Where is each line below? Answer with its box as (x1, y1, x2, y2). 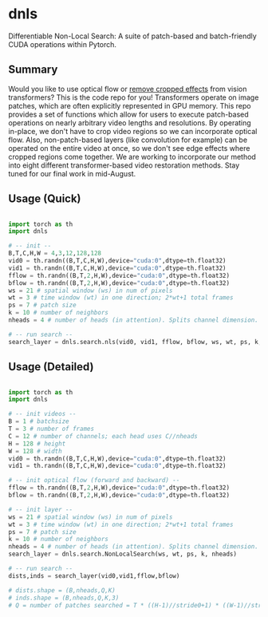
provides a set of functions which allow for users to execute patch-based (8, 109, 249, 119)
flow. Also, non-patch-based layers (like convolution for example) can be (8, 135, 248, 144)
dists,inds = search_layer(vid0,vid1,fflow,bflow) (8, 572, 180, 579)
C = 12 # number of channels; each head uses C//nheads (8, 432, 198, 440)
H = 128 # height (8, 440, 66, 448)
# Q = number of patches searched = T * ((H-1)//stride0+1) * (8, 601, 219, 609)
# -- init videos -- (8, 410, 77, 418)
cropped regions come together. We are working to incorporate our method (8, 152, 257, 161)
